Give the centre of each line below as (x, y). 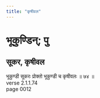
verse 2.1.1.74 (22, 83)
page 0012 (19, 89)
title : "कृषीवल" (24, 11)
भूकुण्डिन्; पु (27, 40)
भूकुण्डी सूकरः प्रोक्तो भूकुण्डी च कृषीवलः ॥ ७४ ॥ (50, 76)
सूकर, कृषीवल (25, 62)
